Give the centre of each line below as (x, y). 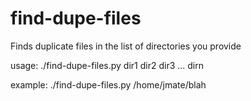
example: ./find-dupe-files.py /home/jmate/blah (108, 84)
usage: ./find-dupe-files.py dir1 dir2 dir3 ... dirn (107, 65)
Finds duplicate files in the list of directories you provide (126, 46)
